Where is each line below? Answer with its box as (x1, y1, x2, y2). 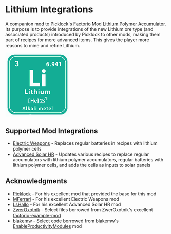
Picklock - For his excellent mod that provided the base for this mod (12, 190, 157, 197)
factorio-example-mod (12, 212, 61, 218)
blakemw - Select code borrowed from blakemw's (12, 218, 119, 224)
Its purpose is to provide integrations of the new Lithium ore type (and (5, 26, 154, 32)
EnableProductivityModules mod (12, 223, 82, 229)
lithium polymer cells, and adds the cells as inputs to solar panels (12, 162, 151, 168)
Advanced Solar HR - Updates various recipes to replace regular (12, 151, 149, 157)
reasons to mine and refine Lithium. (5, 42, 81, 48)
